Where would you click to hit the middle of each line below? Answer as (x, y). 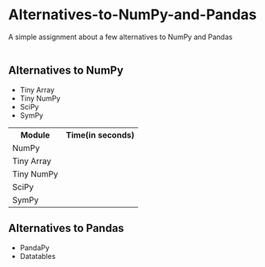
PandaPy (35, 247)
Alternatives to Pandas (66, 228)
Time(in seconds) (100, 135)
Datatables (38, 256)
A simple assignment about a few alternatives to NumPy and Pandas (121, 37)
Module (35, 135)
